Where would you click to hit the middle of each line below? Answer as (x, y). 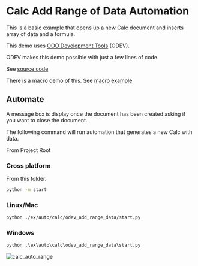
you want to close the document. (47, 120)
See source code (27, 69)
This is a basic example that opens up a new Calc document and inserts (95, 28)
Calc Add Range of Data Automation (98, 11)
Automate (25, 99)
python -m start (26, 190)
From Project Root (28, 150)
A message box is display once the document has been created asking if (96, 114)
